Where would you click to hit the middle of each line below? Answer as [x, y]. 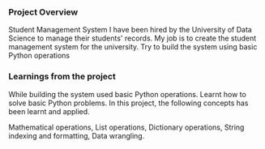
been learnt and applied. [49, 111]
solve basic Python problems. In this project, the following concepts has [128, 103]
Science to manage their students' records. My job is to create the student [132, 38]
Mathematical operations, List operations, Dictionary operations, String [126, 127]
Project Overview [43, 12]
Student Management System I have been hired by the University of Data [130, 30]
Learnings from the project [62, 77]
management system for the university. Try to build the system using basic [133, 47]
